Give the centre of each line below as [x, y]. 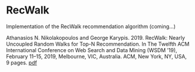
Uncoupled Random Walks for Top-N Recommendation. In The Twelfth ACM [98, 44]
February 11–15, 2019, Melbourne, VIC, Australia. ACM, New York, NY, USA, [96, 56]
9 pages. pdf [21, 63]
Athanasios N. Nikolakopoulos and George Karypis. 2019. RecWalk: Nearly [95, 37]
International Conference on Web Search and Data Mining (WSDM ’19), [92, 50]
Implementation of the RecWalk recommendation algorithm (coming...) [91, 26]
